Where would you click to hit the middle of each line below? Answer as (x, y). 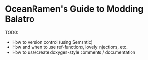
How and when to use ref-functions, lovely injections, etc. (70, 47)
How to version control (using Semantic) (52, 42)
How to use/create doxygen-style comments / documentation (74, 52)
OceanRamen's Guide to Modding (74, 9)
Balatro (20, 19)
